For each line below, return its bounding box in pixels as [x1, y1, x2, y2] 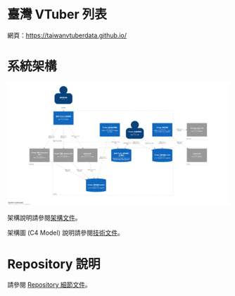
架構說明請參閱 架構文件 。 [7, 214, 82, 222]
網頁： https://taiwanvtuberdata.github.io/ [7, 31, 127, 39]
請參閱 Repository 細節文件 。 [7, 280, 91, 289]
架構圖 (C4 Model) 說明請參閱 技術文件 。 [7, 228, 125, 237]
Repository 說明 [7, 256, 101, 272]
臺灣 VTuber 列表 [7, 6, 107, 23]
